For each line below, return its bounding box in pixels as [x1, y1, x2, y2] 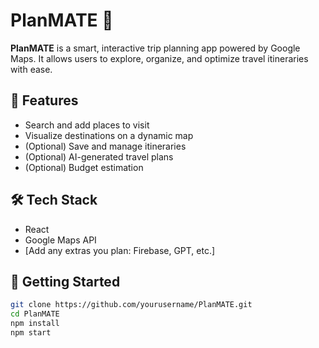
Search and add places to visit [24, 119, 150, 131]
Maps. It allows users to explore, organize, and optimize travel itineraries [10, 52, 309, 64]
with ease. [10, 63, 53, 75]
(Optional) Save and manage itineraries [24, 140, 187, 152]
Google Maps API [24, 234, 97, 246]
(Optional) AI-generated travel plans [24, 150, 174, 163]
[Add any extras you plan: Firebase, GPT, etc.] [24, 244, 216, 256]
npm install [10, 319, 60, 329]
